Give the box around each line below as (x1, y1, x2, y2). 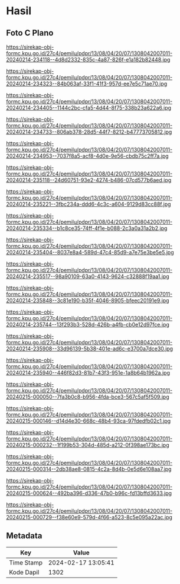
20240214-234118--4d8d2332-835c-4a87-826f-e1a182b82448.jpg (6, 56, 171, 63)
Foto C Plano (6, 28, 54, 38)
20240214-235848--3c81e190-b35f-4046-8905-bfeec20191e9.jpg (6, 297, 169, 304)
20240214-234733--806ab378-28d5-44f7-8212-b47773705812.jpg (6, 129, 172, 135)
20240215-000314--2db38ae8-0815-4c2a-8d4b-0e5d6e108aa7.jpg (6, 465, 172, 473)
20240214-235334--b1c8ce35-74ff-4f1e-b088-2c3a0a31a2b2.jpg (6, 225, 168, 232)
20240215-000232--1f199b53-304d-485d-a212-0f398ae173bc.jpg (6, 442, 169, 448)
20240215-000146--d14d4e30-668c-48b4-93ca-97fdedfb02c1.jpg (6, 417, 171, 425)
